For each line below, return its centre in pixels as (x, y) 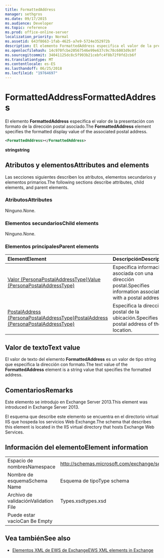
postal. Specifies (131, 286)
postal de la (126, 312)
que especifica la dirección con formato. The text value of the (66, 365)
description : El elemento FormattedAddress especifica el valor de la (78, 46)
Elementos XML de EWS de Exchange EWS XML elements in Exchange (83, 550)
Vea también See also (38, 538)
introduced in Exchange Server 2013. (42, 407)
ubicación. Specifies (135, 318)
